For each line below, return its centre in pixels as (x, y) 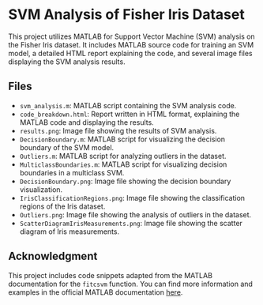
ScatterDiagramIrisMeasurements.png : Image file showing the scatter (131, 223)
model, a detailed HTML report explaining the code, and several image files (130, 53)
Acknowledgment (53, 256)
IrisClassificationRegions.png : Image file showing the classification (132, 198)
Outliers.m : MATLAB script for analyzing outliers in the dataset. (123, 156)
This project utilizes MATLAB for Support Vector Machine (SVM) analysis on (131, 36)
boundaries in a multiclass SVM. (72, 172)
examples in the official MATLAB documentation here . (96, 292)
